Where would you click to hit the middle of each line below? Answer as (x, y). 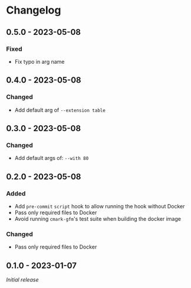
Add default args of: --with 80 (52, 158)
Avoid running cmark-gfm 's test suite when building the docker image (98, 218)
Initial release (22, 280)
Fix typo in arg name (39, 61)
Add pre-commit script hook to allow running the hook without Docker (100, 206)
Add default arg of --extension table (60, 110)
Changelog (34, 10)
